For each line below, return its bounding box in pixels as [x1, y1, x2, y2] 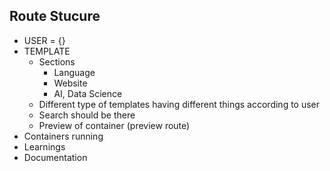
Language [53, 66, 96, 78]
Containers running [23, 130, 104, 142]
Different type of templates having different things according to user [38, 98, 321, 110]
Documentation [23, 151, 88, 163]
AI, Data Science [53, 87, 123, 99]
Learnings [23, 140, 66, 153]
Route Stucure [9, 8, 101, 25]
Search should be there [38, 109, 136, 121]
